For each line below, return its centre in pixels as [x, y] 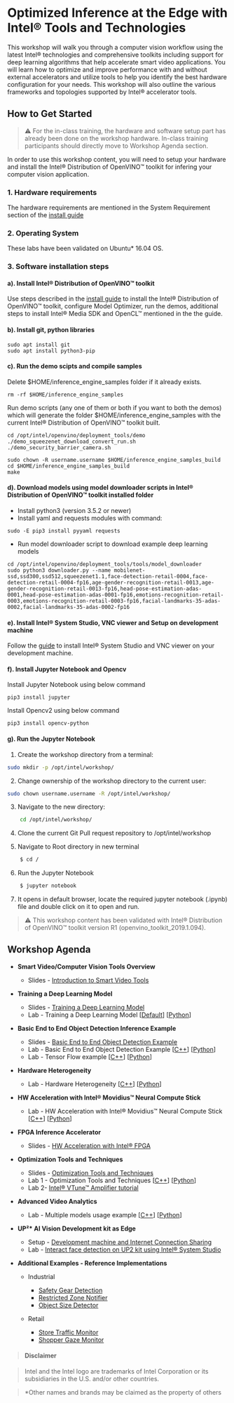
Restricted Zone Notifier [73, 1297]
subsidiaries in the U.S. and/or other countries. [92, 1379]
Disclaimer [41, 1356]
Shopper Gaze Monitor [71, 1339]
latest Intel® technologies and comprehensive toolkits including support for [116, 55]
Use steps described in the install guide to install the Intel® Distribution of [113, 299]
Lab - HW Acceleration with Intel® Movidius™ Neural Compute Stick [125, 1111]
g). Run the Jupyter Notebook [51, 739]
